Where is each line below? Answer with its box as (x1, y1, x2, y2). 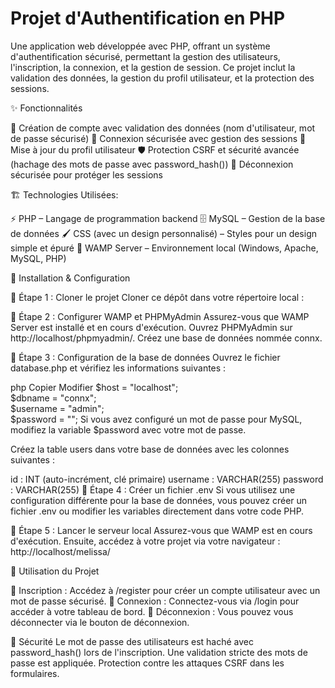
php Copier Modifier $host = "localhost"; (10, 381, 179, 393)
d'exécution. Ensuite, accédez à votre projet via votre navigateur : (10, 535, 281, 547)
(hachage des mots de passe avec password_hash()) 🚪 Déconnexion (10, 158, 294, 170)
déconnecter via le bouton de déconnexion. (10, 616, 190, 628)
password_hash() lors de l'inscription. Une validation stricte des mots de (10, 646, 308, 658)
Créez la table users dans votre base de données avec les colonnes (10, 443, 290, 455)
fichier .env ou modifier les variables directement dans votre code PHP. (10, 505, 305, 517)
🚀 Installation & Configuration (10, 272, 131, 284)
